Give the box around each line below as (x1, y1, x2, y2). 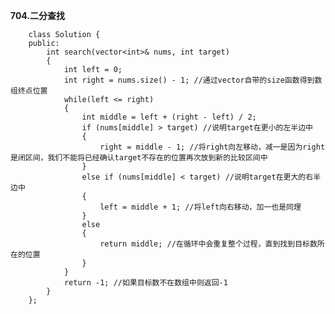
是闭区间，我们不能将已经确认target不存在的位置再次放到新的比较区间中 (10, 153, 268, 163)
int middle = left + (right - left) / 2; (81, 112, 257, 122)
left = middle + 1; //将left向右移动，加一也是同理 (99, 202, 302, 212)
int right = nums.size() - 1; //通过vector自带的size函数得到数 (63, 75, 323, 85)
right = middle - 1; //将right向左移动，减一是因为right (99, 142, 326, 152)
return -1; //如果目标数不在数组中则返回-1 (63, 278, 228, 288)
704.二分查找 (10, 10, 66, 21)
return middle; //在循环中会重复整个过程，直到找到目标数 (99, 239, 318, 249)
